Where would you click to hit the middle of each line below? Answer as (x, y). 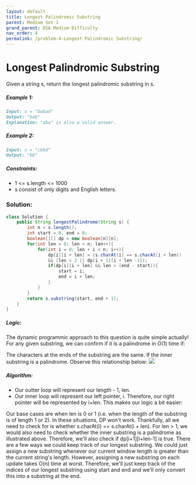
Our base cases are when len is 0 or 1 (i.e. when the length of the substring (97, 414)
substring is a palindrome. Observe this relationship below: (77, 362)
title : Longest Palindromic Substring (53, 17)
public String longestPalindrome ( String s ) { (73, 222)
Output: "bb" (22, 155)
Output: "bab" (23, 117)
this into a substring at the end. (43, 476)
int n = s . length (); (52, 228)
